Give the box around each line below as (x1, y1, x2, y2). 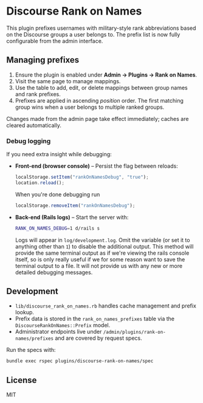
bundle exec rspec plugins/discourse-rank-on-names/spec (6, 358, 154, 364)
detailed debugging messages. (15, 269, 93, 276)
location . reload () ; (15, 179, 65, 186)
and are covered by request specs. (54, 334, 142, 342)
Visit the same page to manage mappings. (15, 77, 121, 84)
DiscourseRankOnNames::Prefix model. (15, 322, 111, 329)
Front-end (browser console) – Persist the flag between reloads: (15, 162, 178, 170)
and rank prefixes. (15, 90, 61, 98)
